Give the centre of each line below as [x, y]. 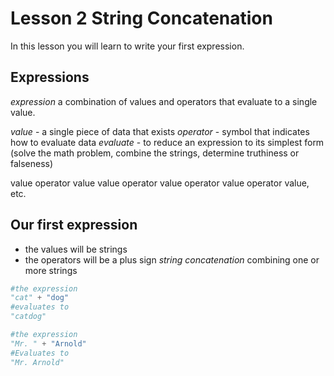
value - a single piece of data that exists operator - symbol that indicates [160, 131]
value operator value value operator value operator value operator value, [160, 183]
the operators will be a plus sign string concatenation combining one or [172, 259]
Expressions [50, 77]
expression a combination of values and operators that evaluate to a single [164, 101]
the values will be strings [76, 249]
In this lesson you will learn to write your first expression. [127, 46]
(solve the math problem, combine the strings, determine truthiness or [155, 153]
